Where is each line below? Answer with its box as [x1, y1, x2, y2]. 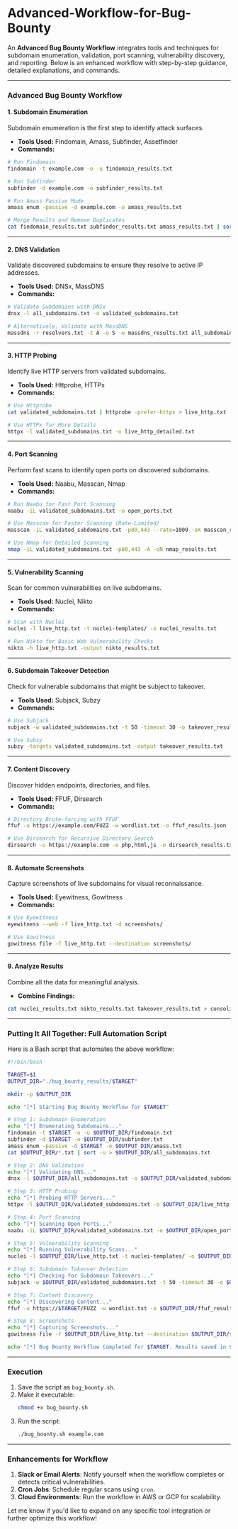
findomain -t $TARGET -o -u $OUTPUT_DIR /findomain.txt [7, 1130, 173, 1137]
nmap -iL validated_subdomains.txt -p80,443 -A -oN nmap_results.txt [7, 546, 217, 553]
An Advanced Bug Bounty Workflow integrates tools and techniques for [7, 43, 220, 52]
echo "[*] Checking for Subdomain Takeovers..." [7, 1273, 154, 1280]
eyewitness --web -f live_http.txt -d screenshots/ [7, 921, 163, 928]
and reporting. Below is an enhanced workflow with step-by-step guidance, [7, 58, 228, 67]
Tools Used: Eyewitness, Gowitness [17, 893, 123, 902]
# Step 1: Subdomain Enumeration [7, 1116, 106, 1123]
